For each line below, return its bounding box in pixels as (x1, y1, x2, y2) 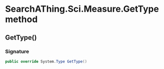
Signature (5, 48, 30, 55)
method (5, 14, 38, 25)
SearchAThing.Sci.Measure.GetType (5, 3, 159, 15)
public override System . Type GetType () (5, 59, 87, 64)
